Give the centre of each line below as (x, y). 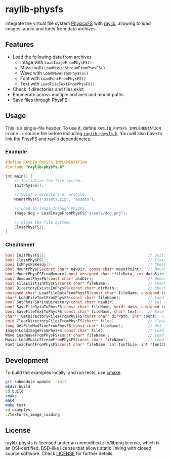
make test (16, 405)
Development (27, 360)
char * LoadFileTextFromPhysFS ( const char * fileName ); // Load (85, 298)
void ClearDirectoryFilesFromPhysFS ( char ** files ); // (79, 321)
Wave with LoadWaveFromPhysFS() (54, 73)
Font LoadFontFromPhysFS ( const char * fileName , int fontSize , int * (79, 345)
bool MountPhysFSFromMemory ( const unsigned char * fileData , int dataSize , (86, 274)
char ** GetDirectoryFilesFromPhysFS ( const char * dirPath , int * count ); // (86, 317)
